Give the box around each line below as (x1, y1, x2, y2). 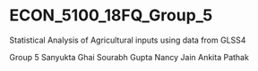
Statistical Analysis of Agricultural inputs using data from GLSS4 (9, 35, 246, 45)
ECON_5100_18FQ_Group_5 (9, 5, 213, 26)
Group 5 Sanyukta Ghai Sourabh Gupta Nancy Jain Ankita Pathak (9, 51, 249, 62)
